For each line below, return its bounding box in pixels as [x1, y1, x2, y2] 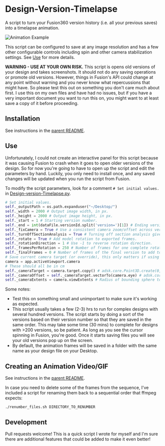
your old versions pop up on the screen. [12, 338, 93, 343]
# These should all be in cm [5, 263, 65, 268]
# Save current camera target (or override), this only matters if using [5, 255, 160, 260]
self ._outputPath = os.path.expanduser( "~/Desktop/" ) [5, 205, 118, 210]
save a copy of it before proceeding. [5, 100, 79, 106]
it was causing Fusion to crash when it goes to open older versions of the [5, 160, 154, 166]
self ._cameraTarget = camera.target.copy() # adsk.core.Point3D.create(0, [5, 268, 162, 273]
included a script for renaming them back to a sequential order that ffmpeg [5, 390, 156, 396]
